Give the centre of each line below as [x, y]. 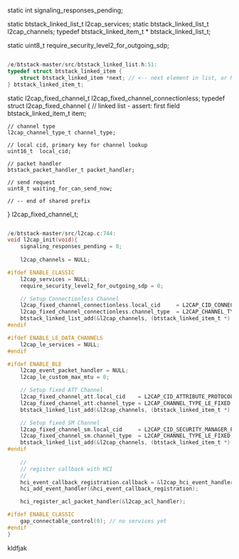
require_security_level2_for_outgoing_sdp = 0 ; [92, 286]
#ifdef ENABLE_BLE [34, 364]
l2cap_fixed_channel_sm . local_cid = [81, 430]
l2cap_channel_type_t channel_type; [62, 132]
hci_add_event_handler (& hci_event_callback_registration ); [110, 489]
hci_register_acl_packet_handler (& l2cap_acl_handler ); [103, 502]
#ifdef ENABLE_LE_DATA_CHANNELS [55, 338]
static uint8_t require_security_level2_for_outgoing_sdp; [88, 45]
